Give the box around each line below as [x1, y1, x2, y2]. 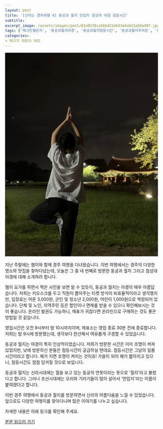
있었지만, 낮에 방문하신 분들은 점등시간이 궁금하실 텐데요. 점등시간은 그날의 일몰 [5, 347, 155, 353]
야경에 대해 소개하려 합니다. [5, 274, 57, 280]
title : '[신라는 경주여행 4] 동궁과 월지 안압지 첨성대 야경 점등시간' [5, 13, 129, 18]
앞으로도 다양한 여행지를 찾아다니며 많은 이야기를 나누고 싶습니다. [5, 398, 129, 404]
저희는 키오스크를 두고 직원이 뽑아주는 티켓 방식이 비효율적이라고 [19, 290, 141, 296]
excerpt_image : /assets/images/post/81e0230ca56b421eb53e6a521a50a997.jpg [5, 23, 160, 28]
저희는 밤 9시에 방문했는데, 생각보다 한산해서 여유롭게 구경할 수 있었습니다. [5, 331, 147, 337]
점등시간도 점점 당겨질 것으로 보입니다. [11, 359, 84, 365]
